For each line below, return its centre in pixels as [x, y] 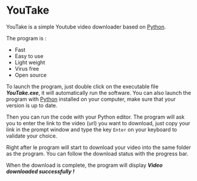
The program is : [26, 38]
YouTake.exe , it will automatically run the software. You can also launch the [99, 93]
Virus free [27, 68]
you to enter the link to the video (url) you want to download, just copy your [98, 123]
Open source [31, 75]
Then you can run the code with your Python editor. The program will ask [96, 117]
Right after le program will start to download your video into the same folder [99, 147]
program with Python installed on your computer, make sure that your [91, 99]
